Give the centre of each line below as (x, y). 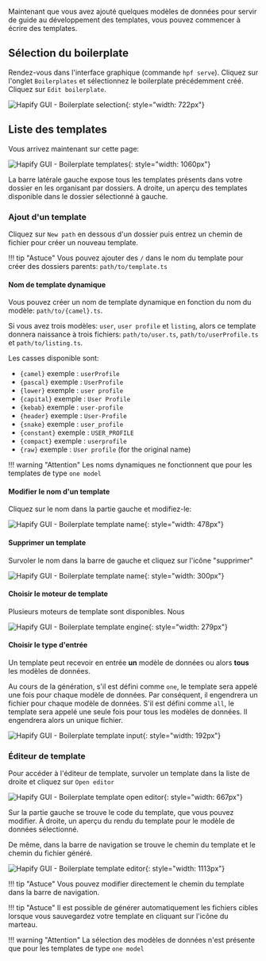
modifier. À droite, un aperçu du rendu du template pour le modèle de (122, 821)
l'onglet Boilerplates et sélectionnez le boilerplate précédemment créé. (126, 81)
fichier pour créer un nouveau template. (73, 242)
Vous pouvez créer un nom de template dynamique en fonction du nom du (130, 302)
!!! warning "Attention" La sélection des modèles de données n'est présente (132, 940)
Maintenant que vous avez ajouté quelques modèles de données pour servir (133, 12)
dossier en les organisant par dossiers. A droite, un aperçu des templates (128, 188)
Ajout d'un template (48, 217)
